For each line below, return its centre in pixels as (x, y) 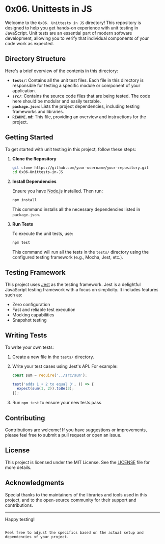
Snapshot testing (29, 320)
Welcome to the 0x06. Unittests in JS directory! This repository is (73, 23)
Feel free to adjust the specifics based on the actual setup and (74, 532)
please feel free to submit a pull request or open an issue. (63, 435)
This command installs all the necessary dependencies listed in (76, 209)
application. (24, 91)
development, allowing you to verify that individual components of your (77, 38)
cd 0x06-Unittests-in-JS (38, 172)
